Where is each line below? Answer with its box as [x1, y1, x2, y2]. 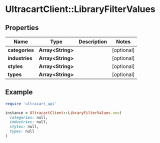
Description [78, 38, 107, 45]
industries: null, [9, 119, 48, 124]
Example [5, 88, 33, 96]
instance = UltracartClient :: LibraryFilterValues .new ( [5, 110, 122, 115]
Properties [5, 23, 39, 32]
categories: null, [9, 115, 48, 120]
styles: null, [9, 124, 39, 129]
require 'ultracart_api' [5, 101, 57, 106]
